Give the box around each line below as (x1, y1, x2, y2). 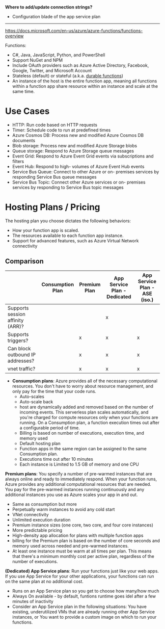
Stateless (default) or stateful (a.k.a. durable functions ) (12, 73, 124, 79)
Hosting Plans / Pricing (5, 202, 101, 213)
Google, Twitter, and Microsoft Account (12, 68, 92, 73)
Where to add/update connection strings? (5, 4, 92, 10)
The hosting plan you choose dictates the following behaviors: (5, 218, 131, 224)
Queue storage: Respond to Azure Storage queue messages (12, 148, 134, 154)
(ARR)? (7, 323, 24, 330)
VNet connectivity (12, 511, 49, 517)
